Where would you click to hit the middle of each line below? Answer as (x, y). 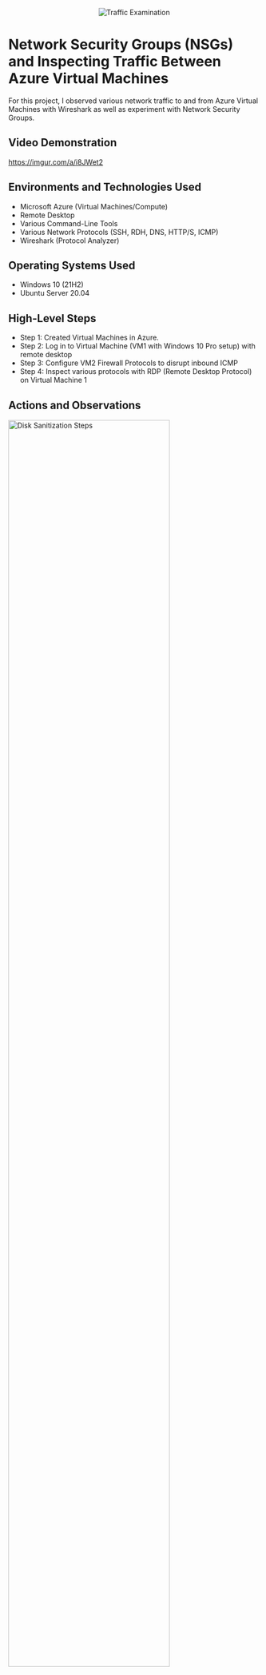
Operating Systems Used (72, 265)
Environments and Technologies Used (105, 187)
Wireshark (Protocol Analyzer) (69, 241)
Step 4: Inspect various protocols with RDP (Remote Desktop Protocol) (136, 372)
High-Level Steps (52, 318)
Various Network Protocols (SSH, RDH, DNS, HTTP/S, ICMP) (119, 232)
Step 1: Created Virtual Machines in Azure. (89, 338)
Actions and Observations (75, 405)
